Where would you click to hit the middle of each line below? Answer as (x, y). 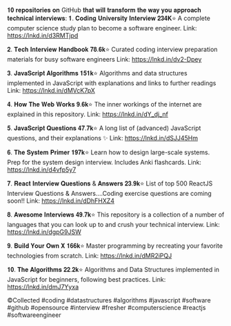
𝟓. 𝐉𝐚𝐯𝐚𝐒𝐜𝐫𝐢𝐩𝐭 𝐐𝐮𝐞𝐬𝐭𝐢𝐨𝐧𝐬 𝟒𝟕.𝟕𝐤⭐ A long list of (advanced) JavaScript (104, 128)
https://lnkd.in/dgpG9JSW (44, 232)
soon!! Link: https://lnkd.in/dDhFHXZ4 (61, 201)
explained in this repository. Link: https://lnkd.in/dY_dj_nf (88, 114)
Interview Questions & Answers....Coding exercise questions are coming (109, 193)
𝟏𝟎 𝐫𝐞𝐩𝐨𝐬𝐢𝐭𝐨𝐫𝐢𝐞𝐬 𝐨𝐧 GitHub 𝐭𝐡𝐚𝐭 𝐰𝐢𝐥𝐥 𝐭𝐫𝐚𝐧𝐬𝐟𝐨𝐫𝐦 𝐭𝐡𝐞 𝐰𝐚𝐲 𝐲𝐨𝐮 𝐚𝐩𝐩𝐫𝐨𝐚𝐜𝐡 (104, 10)
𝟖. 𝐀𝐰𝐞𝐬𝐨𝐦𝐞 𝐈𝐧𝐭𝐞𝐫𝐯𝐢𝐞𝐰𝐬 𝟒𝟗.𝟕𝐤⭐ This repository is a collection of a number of (116, 215)
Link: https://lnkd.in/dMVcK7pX (51, 90)
